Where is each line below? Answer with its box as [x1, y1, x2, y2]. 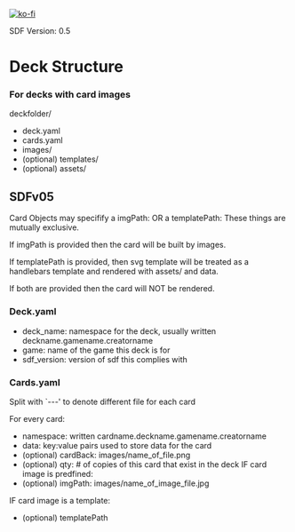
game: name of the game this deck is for [21, 345, 171, 355]
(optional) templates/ [21, 154, 100, 164]
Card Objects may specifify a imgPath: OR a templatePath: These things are [9, 213, 286, 224]
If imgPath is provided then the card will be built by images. [9, 240, 227, 250]
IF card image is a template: [9, 495, 111, 505]
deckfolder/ [9, 108, 52, 119]
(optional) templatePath [21, 512, 108, 523]
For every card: [9, 413, 65, 424]
